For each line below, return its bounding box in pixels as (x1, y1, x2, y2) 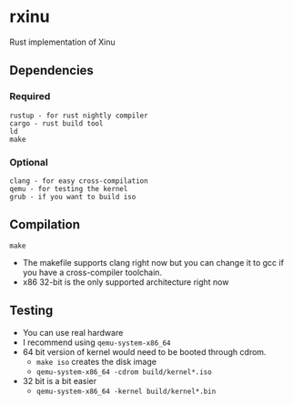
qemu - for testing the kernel (9, 184, 128, 193)
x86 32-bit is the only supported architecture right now (22, 276, 229, 288)
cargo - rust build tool (9, 118, 104, 128)
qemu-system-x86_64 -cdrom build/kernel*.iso (35, 367, 212, 377)
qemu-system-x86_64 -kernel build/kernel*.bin (35, 387, 217, 396)
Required (9, 90, 51, 103)
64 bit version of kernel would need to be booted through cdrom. (22, 346, 267, 357)
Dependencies (9, 63, 94, 78)
